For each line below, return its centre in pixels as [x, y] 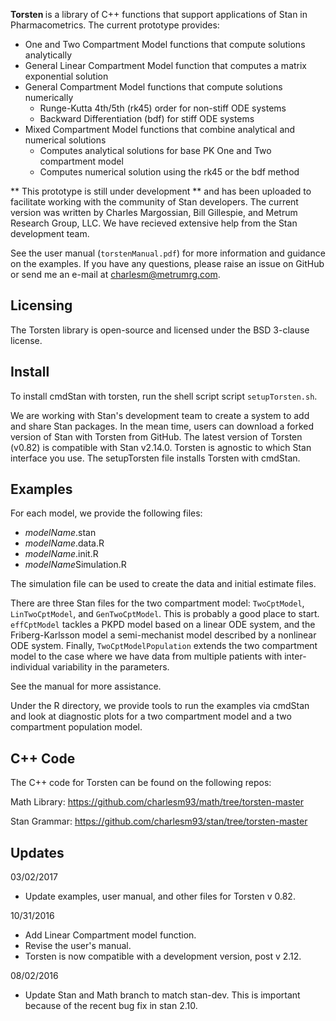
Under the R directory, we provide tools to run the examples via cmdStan [160, 706]
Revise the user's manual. [78, 946]
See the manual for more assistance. [86, 686]
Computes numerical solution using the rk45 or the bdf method [169, 172]
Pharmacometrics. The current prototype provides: [115, 25]
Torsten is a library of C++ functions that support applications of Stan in [159, 14]
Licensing [41, 305]
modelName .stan [60, 533]
